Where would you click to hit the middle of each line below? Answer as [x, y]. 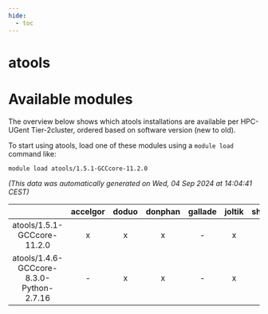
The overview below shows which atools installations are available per [124, 121]
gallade [202, 211]
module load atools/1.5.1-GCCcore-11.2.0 [78, 169]
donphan [163, 211]
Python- [37, 288]
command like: [32, 153]
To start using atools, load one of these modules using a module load [121, 145]
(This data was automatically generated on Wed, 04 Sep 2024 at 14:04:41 [130, 183]
